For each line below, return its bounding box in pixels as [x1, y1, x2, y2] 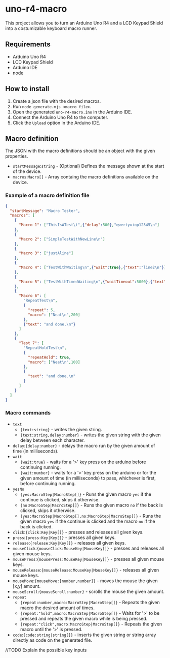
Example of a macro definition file [5, 192, 90, 199]
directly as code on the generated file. [12, 637, 93, 643]
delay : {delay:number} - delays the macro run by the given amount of [12, 442, 155, 448]
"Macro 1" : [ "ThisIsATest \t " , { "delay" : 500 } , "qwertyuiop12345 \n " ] [18, 222, 159, 228]
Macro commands [5, 409, 51, 416]
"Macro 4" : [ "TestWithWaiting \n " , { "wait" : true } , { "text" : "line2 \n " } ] [18, 265, 166, 270]
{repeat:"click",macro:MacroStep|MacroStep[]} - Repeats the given [20, 621, 162, 627]
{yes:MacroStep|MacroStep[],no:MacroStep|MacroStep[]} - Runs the [20, 513, 161, 519]
